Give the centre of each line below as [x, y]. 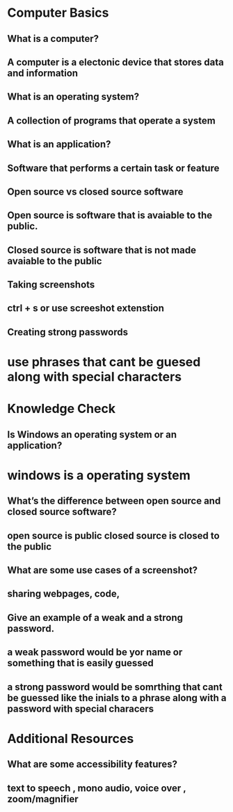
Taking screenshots [51, 285]
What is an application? [59, 144]
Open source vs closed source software [95, 191]
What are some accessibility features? [93, 764]
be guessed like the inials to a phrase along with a [117, 698]
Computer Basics [58, 13]
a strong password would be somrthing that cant [115, 687]
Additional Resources [71, 738]
